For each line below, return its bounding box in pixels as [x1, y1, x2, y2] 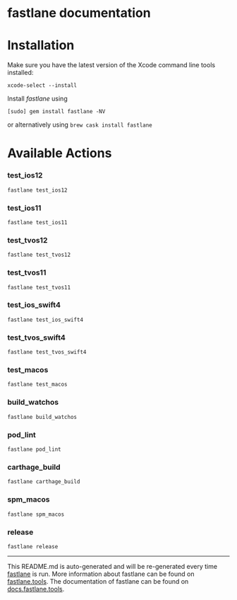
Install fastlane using [7, 94, 68, 103]
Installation [7, 37, 75, 54]
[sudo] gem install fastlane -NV [7, 108, 106, 115]
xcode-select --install [7, 82, 78, 89]
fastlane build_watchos [7, 413, 78, 420]
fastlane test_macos [7, 381, 68, 388]
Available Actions [7, 145, 112, 161]
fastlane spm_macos [7, 511, 65, 518]
